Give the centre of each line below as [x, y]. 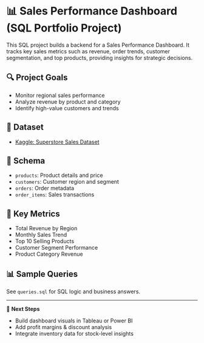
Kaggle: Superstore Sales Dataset [57, 142]
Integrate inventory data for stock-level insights [74, 334]
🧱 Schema [26, 161]
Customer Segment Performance [56, 248]
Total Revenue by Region [46, 228]
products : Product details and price [59, 175]
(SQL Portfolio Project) [64, 28]
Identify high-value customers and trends [67, 108]
